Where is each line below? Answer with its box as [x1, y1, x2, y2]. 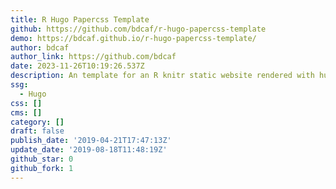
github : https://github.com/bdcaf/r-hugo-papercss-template [10, 24, 267, 34]
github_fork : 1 [10, 163, 74, 173]
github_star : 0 [10, 154, 74, 164]
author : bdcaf [10, 42, 70, 53]
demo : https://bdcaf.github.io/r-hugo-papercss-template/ [10, 33, 257, 43]
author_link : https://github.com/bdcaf [10, 52, 177, 62]
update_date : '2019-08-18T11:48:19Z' [10, 145, 168, 155]
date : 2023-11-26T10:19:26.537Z [10, 61, 145, 71]
